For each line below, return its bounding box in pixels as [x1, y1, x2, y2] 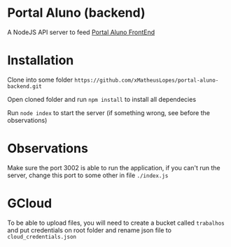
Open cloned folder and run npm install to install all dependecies [7, 95, 197, 103]
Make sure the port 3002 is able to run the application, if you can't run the [7, 163, 220, 172]
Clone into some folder [7, 75, 73, 84]
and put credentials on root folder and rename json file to [7, 225, 171, 234]
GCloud [7, 195, 52, 211]
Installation [7, 52, 74, 68]
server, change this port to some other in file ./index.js [7, 171, 169, 179]
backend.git [7, 82, 42, 90]
